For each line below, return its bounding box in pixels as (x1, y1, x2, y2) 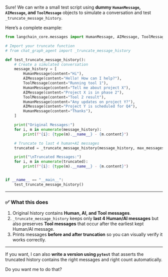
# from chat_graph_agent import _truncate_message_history (5, 48, 131, 53)
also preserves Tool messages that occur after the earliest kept (12, 221, 144, 227)
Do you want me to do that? (5, 266, 62, 272)
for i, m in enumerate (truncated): (14, 159, 88, 164)
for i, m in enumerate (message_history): (14, 127, 101, 132)
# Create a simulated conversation (14, 62, 88, 67)
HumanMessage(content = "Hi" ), (23, 71, 84, 76)
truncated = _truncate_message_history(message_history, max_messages (14, 145, 164, 150)
